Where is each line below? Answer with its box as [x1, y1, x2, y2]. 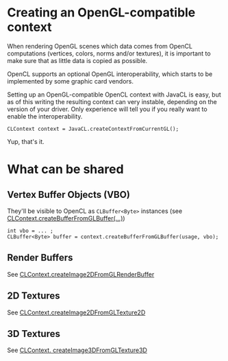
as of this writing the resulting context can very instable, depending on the [7, 97, 217, 105]
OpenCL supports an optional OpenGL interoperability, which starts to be [7, 70, 213, 78]
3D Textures [7, 327, 60, 340]
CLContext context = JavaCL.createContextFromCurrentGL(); [7, 125, 179, 132]
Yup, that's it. [7, 137, 45, 145]
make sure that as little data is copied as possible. [7, 56, 148, 64]
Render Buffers [7, 252, 73, 264]
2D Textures [7, 290, 60, 302]
